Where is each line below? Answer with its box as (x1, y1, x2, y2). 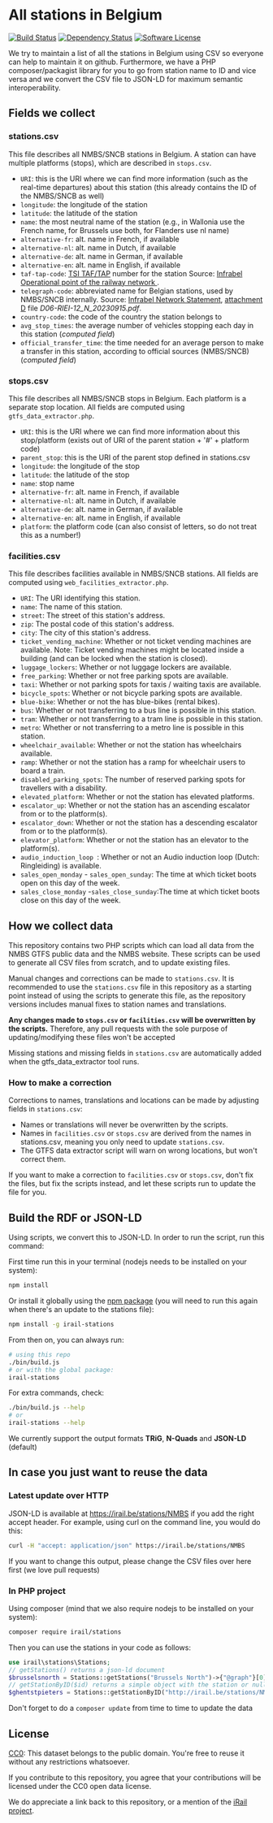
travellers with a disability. (19, 783, 108, 793)
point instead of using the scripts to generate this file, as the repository (8, 991, 246, 1001)
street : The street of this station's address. (19, 611, 166, 621)
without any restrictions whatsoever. (8, 1756, 130, 1766)
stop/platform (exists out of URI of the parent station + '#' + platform (19, 435, 249, 444)
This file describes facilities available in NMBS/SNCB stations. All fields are (8, 569, 258, 578)
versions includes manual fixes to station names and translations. (8, 999, 227, 1009)
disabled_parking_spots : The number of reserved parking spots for (19, 774, 245, 785)
